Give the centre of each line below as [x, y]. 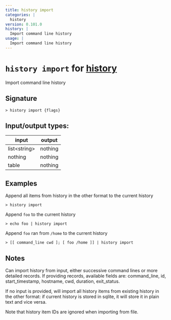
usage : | [15, 39]
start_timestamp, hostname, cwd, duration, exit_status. [63, 281]
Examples [21, 183]
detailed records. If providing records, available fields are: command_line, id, [86, 276]
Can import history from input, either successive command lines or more [82, 270]
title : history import [29, 10]
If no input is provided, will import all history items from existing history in [82, 291]
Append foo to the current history [40, 215]
